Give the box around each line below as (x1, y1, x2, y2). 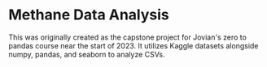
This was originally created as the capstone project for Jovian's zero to (8, 32, 247, 42)
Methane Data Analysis (8, 6, 169, 24)
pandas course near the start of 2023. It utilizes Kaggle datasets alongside (8, 40, 259, 50)
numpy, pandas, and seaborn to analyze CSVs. (8, 49, 165, 59)
